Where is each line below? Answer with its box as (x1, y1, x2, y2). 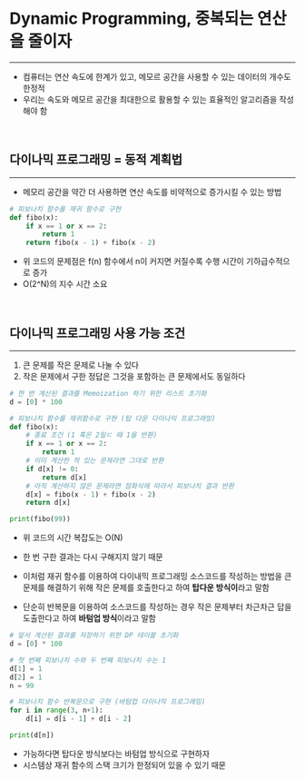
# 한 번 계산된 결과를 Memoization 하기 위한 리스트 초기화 (9, 389, 207, 398)
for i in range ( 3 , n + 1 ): (9, 705, 103, 715)
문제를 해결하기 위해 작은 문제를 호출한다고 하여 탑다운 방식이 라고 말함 (22, 582, 270, 593)
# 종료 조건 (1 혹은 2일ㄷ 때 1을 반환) (25, 430, 158, 440)
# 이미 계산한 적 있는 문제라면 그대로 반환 (25, 456, 164, 466)
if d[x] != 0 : (25, 464, 79, 473)
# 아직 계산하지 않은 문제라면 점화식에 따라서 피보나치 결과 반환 (25, 481, 234, 490)
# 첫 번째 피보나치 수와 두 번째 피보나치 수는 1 (9, 656, 166, 665)
